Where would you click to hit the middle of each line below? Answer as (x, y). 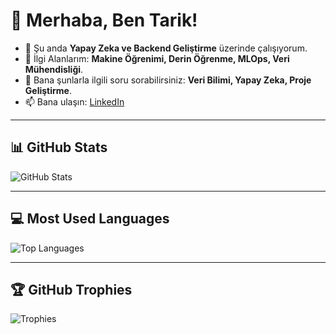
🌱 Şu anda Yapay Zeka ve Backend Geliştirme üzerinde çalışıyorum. (166, 48)
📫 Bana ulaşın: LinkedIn (74, 101)
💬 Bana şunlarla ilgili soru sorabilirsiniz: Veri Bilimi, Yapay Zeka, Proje (168, 80)
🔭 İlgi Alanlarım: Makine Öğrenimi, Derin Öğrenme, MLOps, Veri (157, 58)
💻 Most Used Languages (90, 219)
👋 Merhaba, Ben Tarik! (104, 20)
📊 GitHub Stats (59, 147)
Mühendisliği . (54, 69)
